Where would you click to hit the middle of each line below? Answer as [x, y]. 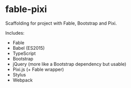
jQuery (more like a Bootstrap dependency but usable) [69, 64]
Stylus [19, 74]
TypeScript [24, 53]
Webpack [23, 80]
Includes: [15, 33]
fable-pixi [26, 9]
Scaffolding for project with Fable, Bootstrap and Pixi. [61, 23]
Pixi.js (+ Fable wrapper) [38, 69]
